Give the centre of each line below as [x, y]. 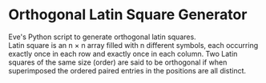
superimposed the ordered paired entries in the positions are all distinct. [127, 70]
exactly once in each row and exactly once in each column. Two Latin [123, 53]
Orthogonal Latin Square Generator [128, 15]
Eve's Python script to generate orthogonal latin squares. [102, 37]
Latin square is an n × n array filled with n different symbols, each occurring [133, 45]
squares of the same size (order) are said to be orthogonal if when [118, 62]
